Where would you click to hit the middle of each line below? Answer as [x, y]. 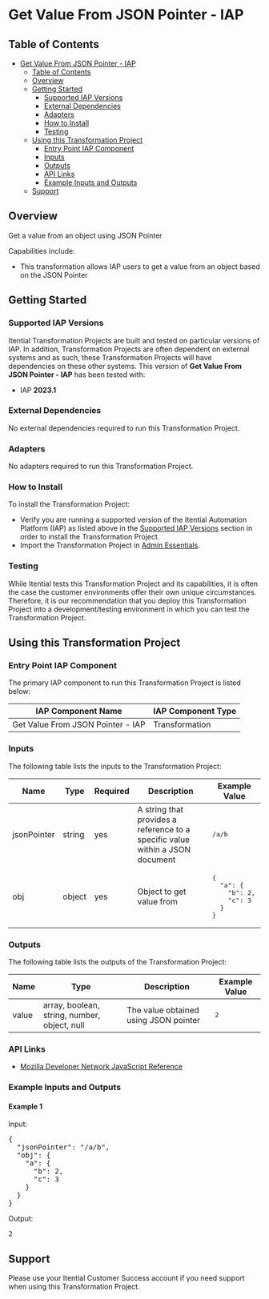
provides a [157, 820]
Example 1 [25, 1106]
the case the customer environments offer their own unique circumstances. [132, 592]
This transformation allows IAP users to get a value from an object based [140, 267]
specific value [164, 840]
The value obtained [163, 1010]
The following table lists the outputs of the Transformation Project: [117, 961]
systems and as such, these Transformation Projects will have [110, 357]
